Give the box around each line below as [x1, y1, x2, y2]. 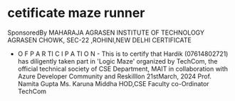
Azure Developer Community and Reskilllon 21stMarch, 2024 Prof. [17, 72, 212, 81]
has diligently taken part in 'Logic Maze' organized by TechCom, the [17, 57, 218, 65]
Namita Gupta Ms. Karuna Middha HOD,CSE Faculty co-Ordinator [17, 79, 209, 88]
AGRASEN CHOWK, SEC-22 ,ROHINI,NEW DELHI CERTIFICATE [7, 35, 192, 44]
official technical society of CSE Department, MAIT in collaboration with [17, 64, 229, 73]
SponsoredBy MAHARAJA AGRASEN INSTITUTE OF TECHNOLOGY [7, 28, 205, 37]
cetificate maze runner [7, 5, 145, 21]
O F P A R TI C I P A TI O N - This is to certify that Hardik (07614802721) [17, 49, 229, 58]
